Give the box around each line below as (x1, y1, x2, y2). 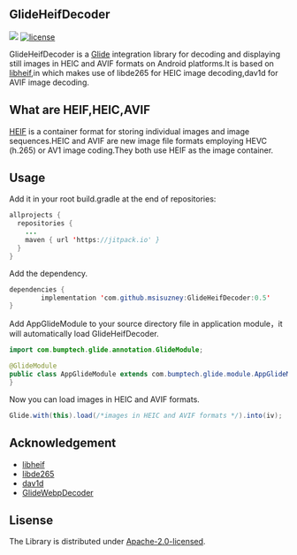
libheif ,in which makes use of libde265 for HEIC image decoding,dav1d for (9, 67, 278, 78)
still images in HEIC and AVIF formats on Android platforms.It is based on (9, 57, 274, 69)
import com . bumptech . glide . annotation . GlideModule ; (9, 346, 203, 354)
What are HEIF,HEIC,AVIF (9, 103, 151, 118)
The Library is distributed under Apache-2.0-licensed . (9, 536, 206, 547)
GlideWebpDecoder (21, 487, 95, 498)
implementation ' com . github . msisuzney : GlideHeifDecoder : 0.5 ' (41, 293, 271, 302)
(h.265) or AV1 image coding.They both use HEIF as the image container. (9, 145, 274, 156)
